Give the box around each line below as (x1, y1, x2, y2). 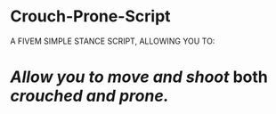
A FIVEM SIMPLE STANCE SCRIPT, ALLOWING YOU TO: (10, 36, 215, 46)
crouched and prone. (10, 86, 169, 106)
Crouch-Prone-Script (10, 6, 172, 27)
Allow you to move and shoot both (10, 67, 268, 87)
